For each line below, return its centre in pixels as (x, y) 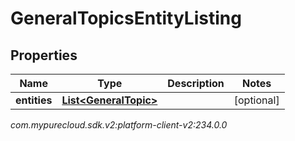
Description (196, 83)
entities (34, 100)
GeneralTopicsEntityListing (126, 18)
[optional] (256, 100)
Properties (44, 55)
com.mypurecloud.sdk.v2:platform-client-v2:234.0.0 (119, 125)
